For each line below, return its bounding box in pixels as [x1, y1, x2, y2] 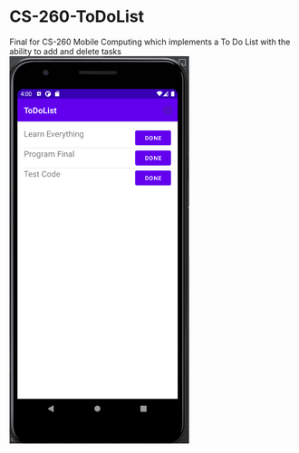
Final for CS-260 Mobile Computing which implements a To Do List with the [9, 36, 291, 47]
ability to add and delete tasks [9, 45, 122, 56]
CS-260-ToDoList [9, 6, 145, 27]
